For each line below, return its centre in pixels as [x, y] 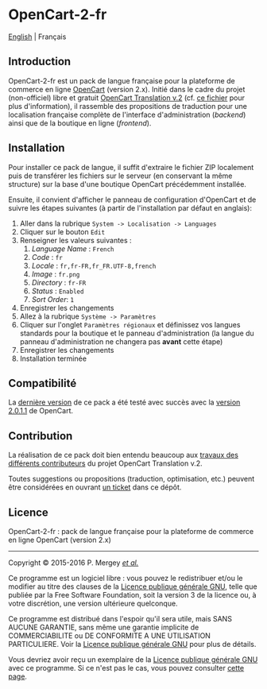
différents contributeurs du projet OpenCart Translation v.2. [105, 463]
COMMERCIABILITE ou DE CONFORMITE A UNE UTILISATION [109, 636]
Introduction [40, 62]
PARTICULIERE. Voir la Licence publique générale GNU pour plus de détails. [132, 644]
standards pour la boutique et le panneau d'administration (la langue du [137, 333]
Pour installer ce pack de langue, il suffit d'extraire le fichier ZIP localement [131, 167]
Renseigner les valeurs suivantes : [76, 240]
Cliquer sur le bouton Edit [62, 231]
